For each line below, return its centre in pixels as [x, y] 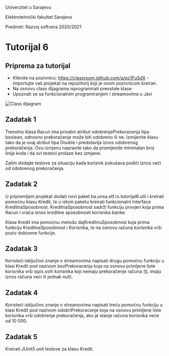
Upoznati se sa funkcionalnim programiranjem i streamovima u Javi [82, 94]
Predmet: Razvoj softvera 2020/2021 [43, 27]
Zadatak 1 [21, 120]
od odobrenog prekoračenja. [35, 168]
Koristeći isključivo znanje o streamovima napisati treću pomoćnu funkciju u [84, 305]
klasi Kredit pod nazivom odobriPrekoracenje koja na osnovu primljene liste [83, 310]
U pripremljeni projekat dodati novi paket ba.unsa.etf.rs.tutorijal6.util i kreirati [85, 196]
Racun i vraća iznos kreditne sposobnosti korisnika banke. [66, 212]
